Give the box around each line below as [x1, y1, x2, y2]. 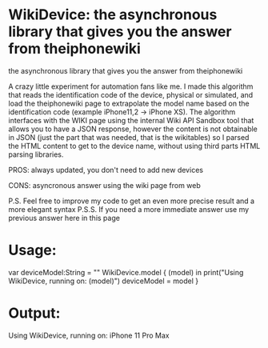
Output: [8, 304, 61, 322]
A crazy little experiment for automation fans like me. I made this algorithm [8, 82, 254, 91]
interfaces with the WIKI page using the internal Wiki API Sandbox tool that [8, 115, 254, 125]
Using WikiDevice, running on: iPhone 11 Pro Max [8, 330, 170, 340]
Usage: [8, 242, 58, 259]
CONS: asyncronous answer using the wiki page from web [8, 180, 202, 190]
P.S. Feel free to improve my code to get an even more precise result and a [8, 196, 254, 206]
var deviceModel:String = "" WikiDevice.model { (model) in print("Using [8, 267, 244, 277]
